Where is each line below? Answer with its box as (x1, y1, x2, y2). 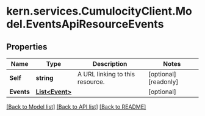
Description (92, 60, 128, 68)
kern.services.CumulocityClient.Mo (6, 4, 192, 18)
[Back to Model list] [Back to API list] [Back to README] (6, 103, 146, 111)
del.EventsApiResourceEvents (6, 17, 164, 31)
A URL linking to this (77, 70, 135, 78)
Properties (6, 42, 48, 52)
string (35, 74, 54, 82)
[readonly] (148, 78, 179, 86)
